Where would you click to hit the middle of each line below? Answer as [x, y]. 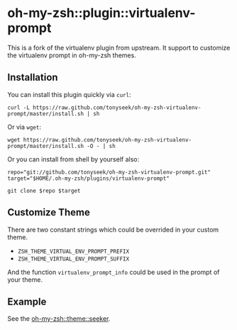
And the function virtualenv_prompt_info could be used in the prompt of [114, 272]
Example [27, 301]
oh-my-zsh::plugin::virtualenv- [101, 13]
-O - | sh [101, 146]
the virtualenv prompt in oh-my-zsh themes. [72, 55]
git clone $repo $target [44, 190]
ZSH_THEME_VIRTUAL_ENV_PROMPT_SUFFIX [73, 259]
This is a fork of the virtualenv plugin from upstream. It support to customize [119, 47]
